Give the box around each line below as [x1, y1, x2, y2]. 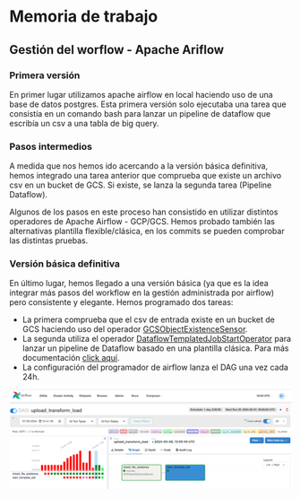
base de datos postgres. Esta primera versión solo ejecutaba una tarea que [9, 99, 287, 109]
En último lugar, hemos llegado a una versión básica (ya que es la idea [9, 278, 269, 289]
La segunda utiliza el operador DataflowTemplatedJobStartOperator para [21, 334, 292, 345]
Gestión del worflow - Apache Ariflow [9, 42, 225, 57]
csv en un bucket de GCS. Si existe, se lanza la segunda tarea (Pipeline [9, 179, 272, 190]
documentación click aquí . [21, 353, 120, 363]
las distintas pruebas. [9, 235, 89, 246]
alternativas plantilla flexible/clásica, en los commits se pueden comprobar [9, 226, 285, 237]
